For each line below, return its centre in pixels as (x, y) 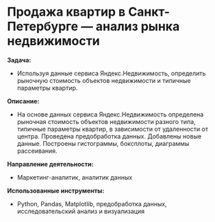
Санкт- (149, 12)
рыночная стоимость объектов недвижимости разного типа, (106, 121)
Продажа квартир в (66, 12)
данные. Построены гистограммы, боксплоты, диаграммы (103, 143)
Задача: (19, 60)
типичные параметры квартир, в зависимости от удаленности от (113, 129)
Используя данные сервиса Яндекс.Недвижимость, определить (111, 73)
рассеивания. (37, 151)
